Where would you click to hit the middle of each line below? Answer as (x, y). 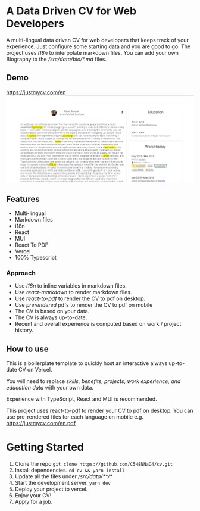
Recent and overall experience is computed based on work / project (98, 324)
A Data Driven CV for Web (71, 11)
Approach (21, 273)
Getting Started (45, 447)
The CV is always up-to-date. (51, 317)
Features (23, 199)
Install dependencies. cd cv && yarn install (70, 470)
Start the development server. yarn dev (63, 483)
